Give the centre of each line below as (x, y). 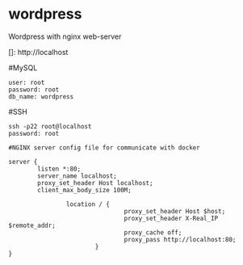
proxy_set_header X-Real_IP (171, 218)
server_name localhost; (77, 176)
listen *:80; (59, 169)
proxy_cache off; (153, 232)
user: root (27, 82)
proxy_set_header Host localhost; (95, 183)
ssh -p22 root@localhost (50, 126)
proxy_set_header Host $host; (175, 211)
